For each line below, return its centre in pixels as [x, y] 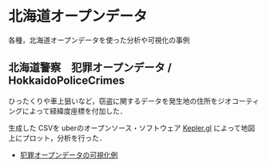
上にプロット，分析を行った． [57, 137]
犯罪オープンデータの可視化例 [69, 155]
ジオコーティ [238, 101]
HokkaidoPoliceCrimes [67, 81]
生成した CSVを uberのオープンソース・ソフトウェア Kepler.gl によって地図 [132, 128]
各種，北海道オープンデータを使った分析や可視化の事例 [99, 40]
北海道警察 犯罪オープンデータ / [90, 68]
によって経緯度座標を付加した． [74, 111]
